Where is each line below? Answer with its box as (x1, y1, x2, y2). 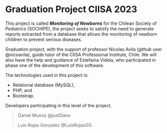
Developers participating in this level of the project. (5, 102, 112, 108)
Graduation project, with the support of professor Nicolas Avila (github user (5, 46, 162, 52)
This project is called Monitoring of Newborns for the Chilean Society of (5, 20, 157, 26)
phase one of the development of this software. (5, 62, 105, 68)
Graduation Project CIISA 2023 (5, 4, 138, 15)
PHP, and (12, 87, 32, 93)
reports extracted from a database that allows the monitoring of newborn (5, 31, 158, 37)
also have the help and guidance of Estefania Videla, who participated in (5, 57, 156, 63)
